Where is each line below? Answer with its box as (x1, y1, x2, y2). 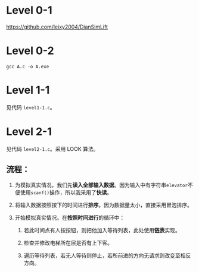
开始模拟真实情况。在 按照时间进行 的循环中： (14, 214, 125, 221)
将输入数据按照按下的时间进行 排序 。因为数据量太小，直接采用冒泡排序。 (14, 201, 192, 208)
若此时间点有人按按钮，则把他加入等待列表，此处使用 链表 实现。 (23, 226, 181, 233)
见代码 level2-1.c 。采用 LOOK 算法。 (6, 145, 99, 152)
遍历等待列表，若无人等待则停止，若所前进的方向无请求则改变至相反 (23, 252, 191, 259)
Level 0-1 (6, 4, 52, 17)
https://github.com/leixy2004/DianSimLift (6, 23, 108, 30)
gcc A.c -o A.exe (6, 64, 49, 69)
